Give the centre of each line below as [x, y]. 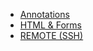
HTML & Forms [50, 25]
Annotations [44, 14]
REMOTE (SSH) [51, 35]
